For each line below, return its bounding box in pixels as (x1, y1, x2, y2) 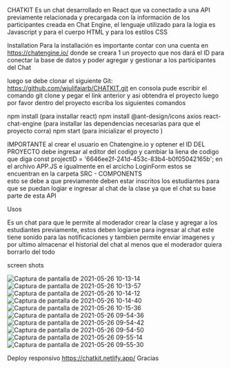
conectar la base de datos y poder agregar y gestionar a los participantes (7, 56, 216, 64)
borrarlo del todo (7, 248, 55, 256)
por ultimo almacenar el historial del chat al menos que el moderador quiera (7, 240, 222, 248)
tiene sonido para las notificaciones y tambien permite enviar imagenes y (7, 233, 215, 241)
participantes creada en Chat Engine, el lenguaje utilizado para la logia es (7, 21, 216, 28)
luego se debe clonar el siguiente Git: (7, 77, 113, 85)
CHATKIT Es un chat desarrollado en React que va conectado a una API (7, 6, 210, 14)
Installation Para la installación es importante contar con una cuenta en (7, 41, 209, 49)
